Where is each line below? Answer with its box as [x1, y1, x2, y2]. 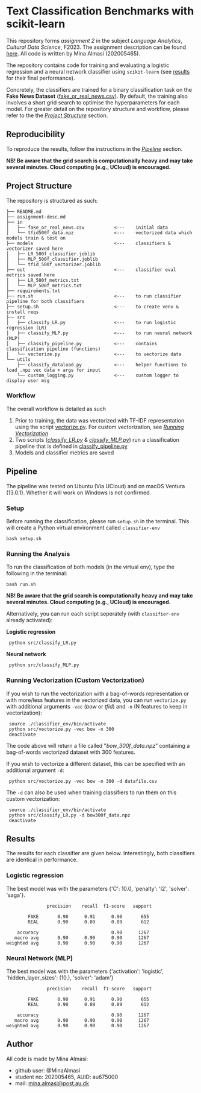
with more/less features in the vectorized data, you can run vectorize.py [6, 696, 187, 704]
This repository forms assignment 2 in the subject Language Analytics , [6, 37, 182, 44]
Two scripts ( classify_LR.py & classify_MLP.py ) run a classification [14, 436, 179, 443]
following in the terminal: [6, 570, 67, 577]
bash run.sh [6, 581, 36, 588]
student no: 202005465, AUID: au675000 [14, 1073, 119, 1080]
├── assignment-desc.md [6, 214, 66, 220]
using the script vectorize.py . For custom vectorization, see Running [14, 423, 184, 430]
